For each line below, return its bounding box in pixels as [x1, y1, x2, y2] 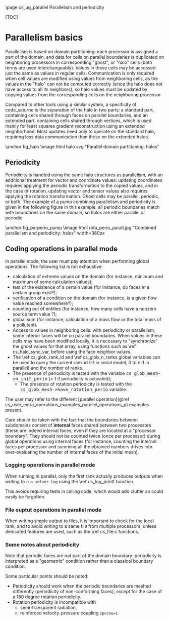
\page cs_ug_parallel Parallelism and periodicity [5, 5, 104, 10]
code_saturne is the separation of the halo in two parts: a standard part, [5, 106, 154, 113]
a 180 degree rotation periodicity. [12, 594, 82, 600]
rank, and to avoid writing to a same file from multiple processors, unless [5, 523, 157, 529]
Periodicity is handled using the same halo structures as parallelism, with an [5, 172, 163, 178]
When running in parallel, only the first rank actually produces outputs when [5, 473, 163, 479]
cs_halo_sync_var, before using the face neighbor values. [12, 348, 132, 355]
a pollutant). [12, 322, 38, 328]
